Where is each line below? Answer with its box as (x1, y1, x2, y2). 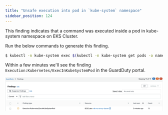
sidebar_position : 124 (5, 13, 52, 18)
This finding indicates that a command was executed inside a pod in (5, 27, 145, 33)
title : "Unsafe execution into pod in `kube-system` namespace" (5, 8, 142, 13)
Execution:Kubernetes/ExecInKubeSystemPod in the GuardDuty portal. (5, 67, 146, 73)
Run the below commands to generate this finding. (5, 42, 109, 48)
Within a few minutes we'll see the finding (5, 62, 91, 68)
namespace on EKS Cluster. (21, 33, 78, 39)
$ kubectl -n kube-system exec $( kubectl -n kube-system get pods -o (5, 53, 153, 58)
